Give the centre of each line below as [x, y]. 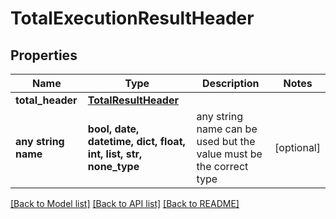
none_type [113, 166]
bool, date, [113, 129]
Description [231, 83]
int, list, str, [115, 154]
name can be [227, 129]
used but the [226, 141]
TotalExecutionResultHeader [132, 18]
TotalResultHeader [133, 100]
